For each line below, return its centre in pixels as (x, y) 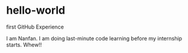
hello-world (36, 10)
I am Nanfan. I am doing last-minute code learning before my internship (94, 38)
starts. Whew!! (24, 45)
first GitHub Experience (35, 27)
